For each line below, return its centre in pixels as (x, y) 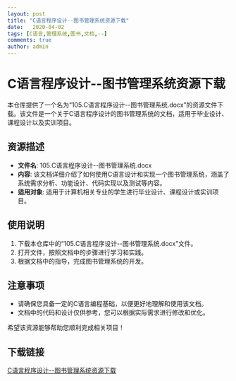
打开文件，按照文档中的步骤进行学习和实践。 (82, 252)
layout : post (26, 14)
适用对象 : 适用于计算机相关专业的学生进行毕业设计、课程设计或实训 (115, 192)
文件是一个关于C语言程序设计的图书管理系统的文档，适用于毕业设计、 (127, 113)
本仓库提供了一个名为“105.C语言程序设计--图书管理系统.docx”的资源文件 (112, 105)
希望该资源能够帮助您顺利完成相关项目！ (66, 328)
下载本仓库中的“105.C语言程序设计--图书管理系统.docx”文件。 (107, 243)
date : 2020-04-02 (36, 27)
